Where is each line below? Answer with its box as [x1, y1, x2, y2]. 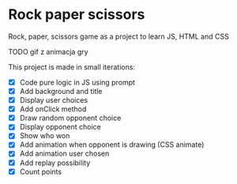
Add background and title [19, 87, 103, 96]
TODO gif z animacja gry [8, 47, 88, 56]
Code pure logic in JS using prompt [19, 77, 136, 87]
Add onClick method [19, 104, 87, 114]
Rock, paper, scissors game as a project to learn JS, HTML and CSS [8, 32, 229, 41]
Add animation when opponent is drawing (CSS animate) [19, 140, 205, 149]
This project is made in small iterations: [8, 62, 136, 72]
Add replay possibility [19, 158, 91, 167]
